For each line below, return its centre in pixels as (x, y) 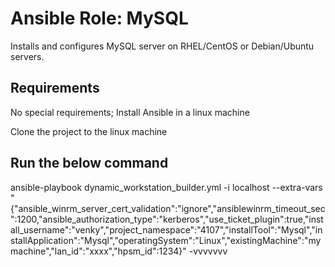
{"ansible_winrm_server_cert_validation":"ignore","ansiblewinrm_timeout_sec (168, 208)
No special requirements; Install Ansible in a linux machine (130, 112)
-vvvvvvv (208, 251)
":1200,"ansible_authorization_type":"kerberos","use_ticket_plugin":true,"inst (167, 219)
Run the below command (89, 163)
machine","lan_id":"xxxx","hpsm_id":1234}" (98, 251)
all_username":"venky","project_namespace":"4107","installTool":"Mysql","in (166, 229)
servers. (27, 56)
